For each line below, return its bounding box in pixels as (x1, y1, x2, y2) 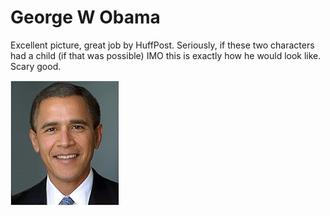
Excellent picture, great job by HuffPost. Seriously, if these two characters (10, 39, 315, 51)
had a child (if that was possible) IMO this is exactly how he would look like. (10, 49, 322, 61)
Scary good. (10, 60, 62, 72)
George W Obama (10, 6, 161, 29)
